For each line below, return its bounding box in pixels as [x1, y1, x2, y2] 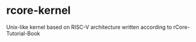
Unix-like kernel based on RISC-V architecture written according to [6, 23, 172, 31]
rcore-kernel [6, 4, 71, 17]
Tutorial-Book [6, 29, 40, 37]
